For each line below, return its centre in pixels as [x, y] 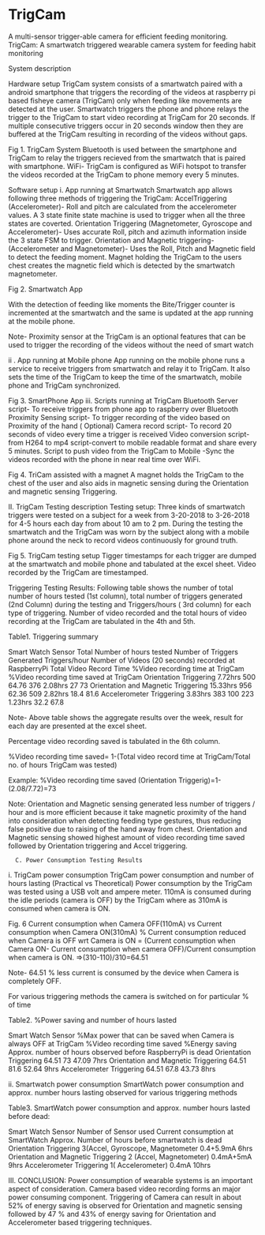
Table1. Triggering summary [53, 636]
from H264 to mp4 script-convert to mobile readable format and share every [132, 442]
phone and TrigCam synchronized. [64, 385]
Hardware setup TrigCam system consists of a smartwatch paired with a [125, 84]
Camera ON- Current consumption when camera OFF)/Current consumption [132, 948]
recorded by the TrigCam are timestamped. [78, 572]
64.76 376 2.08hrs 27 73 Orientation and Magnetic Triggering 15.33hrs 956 [130, 685]
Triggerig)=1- [200, 780]
